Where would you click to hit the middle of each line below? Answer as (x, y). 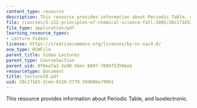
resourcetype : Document (35, 71)
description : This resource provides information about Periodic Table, (97, 17)
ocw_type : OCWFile (28, 50)
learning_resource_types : (38, 33)
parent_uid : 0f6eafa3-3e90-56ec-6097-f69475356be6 (69, 66)
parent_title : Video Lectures (43, 55)
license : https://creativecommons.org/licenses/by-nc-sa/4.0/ (84, 44)
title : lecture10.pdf (33, 76)
